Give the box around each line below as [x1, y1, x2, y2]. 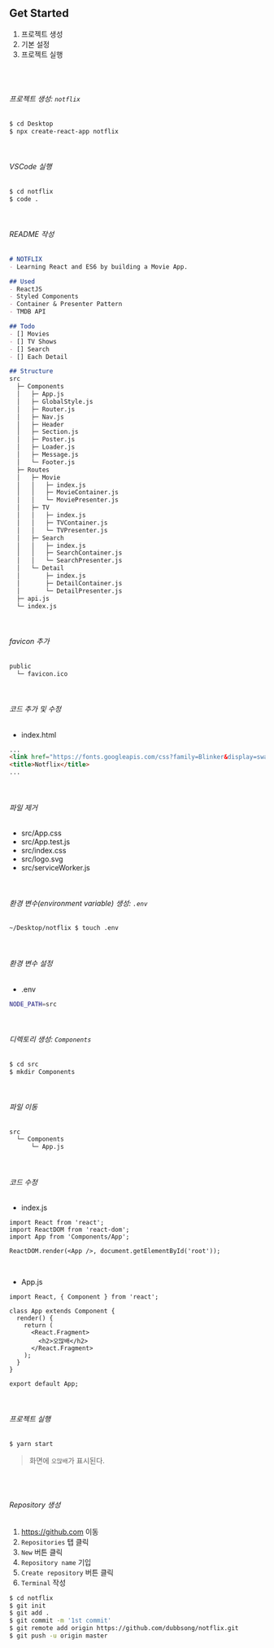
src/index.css [20, 846, 67, 856]
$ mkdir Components [9, 1067, 76, 1076]
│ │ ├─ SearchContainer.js [16, 549, 123, 557]
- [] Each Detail [9, 353, 68, 361]
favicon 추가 [9, 637, 50, 646]
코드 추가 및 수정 [9, 703, 62, 713]
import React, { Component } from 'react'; [9, 1293, 159, 1301]
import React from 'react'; [9, 1219, 105, 1227]
